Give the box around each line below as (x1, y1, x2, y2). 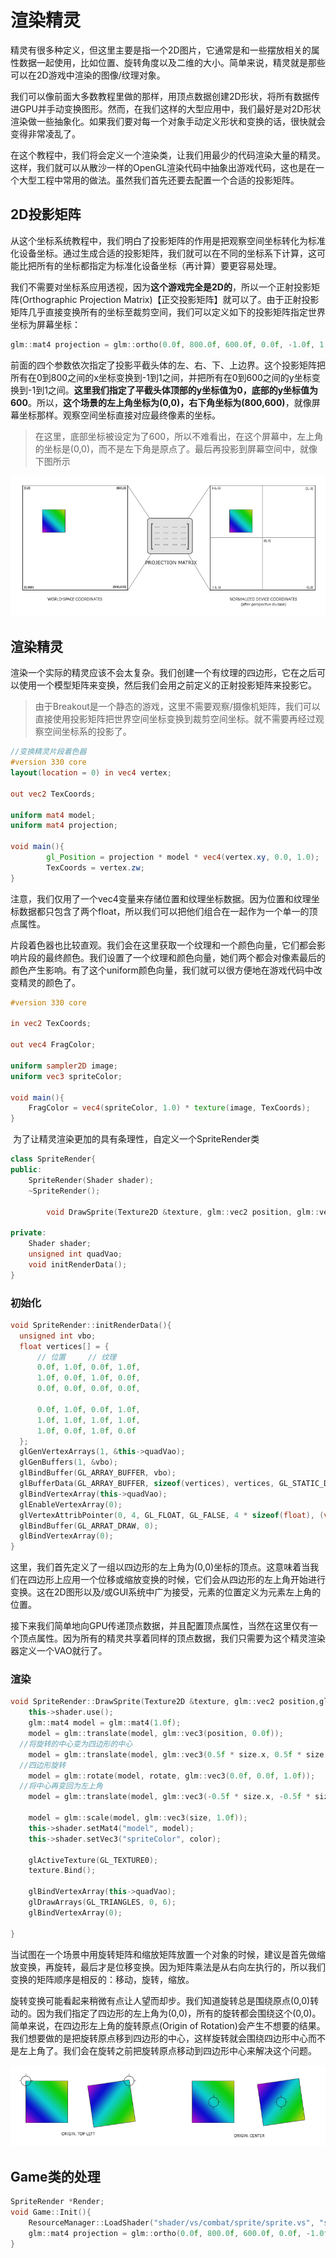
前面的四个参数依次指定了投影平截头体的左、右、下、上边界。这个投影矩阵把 (10, 359, 326, 371)
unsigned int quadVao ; (28, 1249, 123, 1259)
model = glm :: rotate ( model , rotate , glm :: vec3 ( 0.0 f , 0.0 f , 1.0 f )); (28, 1771, 316, 1781)
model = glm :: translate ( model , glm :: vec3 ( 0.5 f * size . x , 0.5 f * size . (28, 1749, 329, 1760)
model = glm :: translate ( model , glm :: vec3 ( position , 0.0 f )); (28, 1729, 284, 1739)
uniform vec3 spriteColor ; (10, 1071, 123, 1081)
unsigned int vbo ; (19, 1331, 97, 1341)
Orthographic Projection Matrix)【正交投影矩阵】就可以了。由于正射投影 (22, 293, 320, 305)
